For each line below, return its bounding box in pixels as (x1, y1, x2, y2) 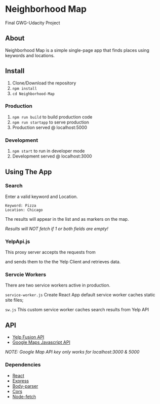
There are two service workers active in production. (5, 283, 111, 288)
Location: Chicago (5, 207, 43, 212)
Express (12, 378, 29, 384)
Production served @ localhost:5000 (12, 124, 87, 130)
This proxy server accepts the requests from (5, 249, 96, 255)
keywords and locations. (5, 52, 55, 58)
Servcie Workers (5, 271, 46, 278)
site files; (5, 297, 24, 303)
